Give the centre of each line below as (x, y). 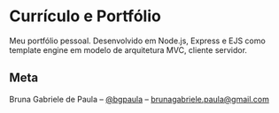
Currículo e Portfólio (85, 16)
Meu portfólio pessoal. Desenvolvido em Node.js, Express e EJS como (137, 41)
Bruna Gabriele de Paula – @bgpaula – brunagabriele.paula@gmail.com (139, 99)
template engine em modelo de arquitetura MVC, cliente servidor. (128, 49)
